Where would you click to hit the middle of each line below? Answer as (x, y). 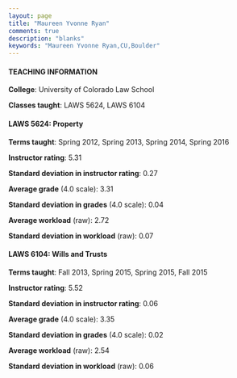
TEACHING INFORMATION (53, 71)
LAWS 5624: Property (46, 124)
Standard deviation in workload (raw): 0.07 (81, 236)
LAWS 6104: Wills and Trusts (58, 254)
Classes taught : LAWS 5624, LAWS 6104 (77, 105)
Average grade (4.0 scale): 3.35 (62, 319)
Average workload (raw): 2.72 (59, 220)
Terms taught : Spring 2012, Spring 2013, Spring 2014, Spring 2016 (119, 141)
